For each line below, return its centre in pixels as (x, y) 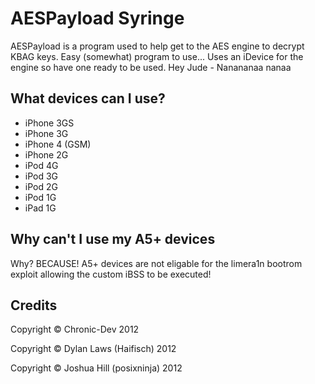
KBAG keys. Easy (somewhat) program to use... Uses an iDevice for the (157, 56)
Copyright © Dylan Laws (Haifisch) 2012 (93, 349)
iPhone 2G (46, 154)
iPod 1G (40, 197)
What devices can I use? (88, 98)
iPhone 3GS (49, 123)
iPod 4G (41, 165)
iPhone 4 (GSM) (58, 144)
